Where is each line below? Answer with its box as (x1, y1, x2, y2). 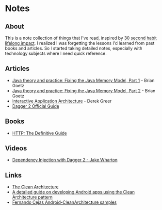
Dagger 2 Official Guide (12, 103, 60, 109)
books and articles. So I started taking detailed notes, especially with (5, 46, 143, 51)
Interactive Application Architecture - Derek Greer (12, 98, 112, 104)
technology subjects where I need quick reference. (5, 50, 107, 56)
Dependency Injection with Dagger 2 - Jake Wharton (12, 157, 118, 163)
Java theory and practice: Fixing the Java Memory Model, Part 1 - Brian (12, 77, 155, 83)
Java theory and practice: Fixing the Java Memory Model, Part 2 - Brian (12, 88, 156, 94)
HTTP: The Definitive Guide (12, 130, 67, 136)
